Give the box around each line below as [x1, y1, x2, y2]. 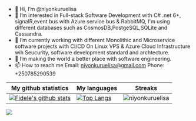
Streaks [135, 84, 158, 92]
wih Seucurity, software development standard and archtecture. [14, 49, 170, 56]
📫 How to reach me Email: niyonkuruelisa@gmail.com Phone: [14, 62, 165, 68]
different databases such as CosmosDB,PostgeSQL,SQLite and [14, 24, 168, 31]
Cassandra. [14, 30, 43, 37]
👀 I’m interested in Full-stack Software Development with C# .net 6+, [14, 12, 181, 19]
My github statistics [11, 84, 69, 92]
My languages [76, 84, 118, 92]
